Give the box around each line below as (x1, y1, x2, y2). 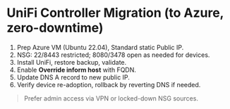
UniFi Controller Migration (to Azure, (6, 5, 224, 21)
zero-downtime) (6, 20, 104, 36)
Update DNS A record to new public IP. (16, 72, 130, 82)
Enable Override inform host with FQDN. (16, 65, 137, 74)
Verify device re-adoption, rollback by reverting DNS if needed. (16, 80, 201, 89)
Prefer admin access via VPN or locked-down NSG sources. (23, 94, 199, 103)
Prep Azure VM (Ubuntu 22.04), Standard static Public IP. (16, 43, 184, 51)
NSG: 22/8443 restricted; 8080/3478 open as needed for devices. (16, 51, 210, 59)
